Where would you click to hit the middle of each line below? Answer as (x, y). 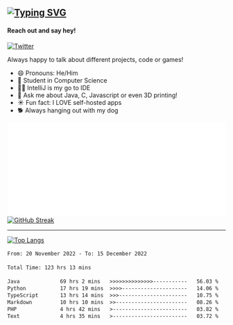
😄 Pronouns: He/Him (48, 73)
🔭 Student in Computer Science (62, 80)
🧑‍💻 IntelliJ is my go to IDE (54, 87)
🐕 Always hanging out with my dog (68, 110)
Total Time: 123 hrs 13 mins (49, 267)
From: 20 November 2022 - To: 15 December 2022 (77, 253)
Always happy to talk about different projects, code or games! (95, 59)
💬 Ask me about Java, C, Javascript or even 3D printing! (97, 95)
